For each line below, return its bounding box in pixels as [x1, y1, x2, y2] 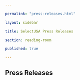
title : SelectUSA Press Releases [5, 29, 74, 34]
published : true [5, 47, 38, 51]
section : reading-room [5, 37, 52, 43]
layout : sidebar [5, 20, 38, 25]
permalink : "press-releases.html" [5, 11, 76, 16]
